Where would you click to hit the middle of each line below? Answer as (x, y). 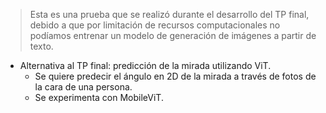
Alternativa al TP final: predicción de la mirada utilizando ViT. (145, 65)
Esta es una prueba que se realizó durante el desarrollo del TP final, (169, 14)
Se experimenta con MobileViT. (99, 97)
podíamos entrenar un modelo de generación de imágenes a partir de (173, 35)
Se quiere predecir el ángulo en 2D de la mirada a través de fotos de (175, 76)
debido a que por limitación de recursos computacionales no (155, 25)
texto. (41, 46)
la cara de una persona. (83, 87)
